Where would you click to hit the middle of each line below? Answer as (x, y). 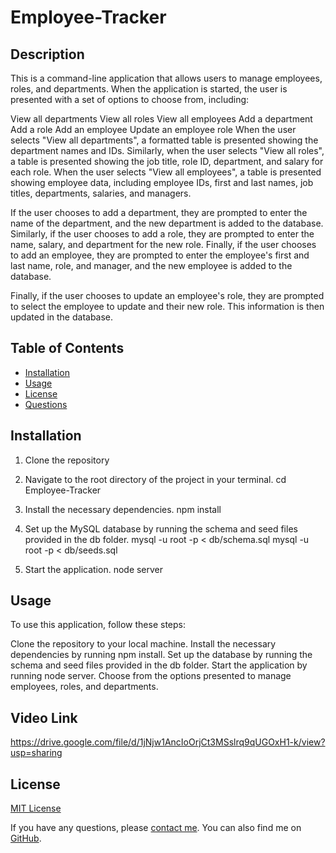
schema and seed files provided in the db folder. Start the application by (159, 665)
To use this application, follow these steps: (98, 625)
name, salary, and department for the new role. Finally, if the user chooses (163, 244)
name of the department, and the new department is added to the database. (167, 223)
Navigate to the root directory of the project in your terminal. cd (155, 479)
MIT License (36, 808)
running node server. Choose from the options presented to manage (151, 676)
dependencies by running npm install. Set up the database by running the (161, 655)
